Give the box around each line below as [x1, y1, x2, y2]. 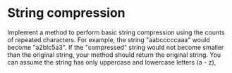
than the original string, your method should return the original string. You [7, 51, 221, 59]
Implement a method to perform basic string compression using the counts [7, 28, 225, 36]
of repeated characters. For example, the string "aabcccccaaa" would [7, 35, 210, 44]
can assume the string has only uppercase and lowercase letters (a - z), [7, 58, 216, 66]
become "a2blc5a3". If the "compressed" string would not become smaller [7, 43, 224, 51]
